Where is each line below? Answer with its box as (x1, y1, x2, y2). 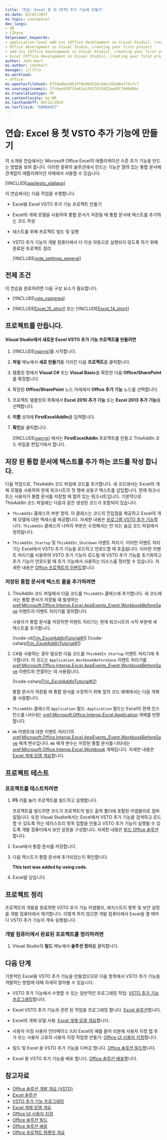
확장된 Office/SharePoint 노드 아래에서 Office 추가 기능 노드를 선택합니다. (12, 386, 159, 392)
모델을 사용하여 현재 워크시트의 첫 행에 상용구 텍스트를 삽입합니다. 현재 (10, 487, 147, 493)
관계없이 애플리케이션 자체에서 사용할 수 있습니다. (5, 170, 101, 176)
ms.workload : (5, 72, 32, 77)
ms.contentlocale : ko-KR (5, 95, 57, 100)
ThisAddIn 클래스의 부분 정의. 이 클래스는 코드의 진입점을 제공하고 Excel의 (12, 510, 156, 517)
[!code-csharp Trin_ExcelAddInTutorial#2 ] (12, 678, 97, 684)
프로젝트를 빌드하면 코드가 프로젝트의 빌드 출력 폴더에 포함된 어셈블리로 (12, 808, 151, 814)
